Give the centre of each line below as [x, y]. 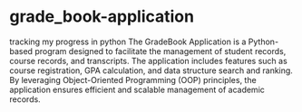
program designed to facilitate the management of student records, [161, 51]
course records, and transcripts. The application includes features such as [148, 61]
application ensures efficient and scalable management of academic [137, 89]
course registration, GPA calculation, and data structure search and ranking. [151, 70]
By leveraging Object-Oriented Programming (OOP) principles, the [133, 79]
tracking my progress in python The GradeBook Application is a [128, 42]
